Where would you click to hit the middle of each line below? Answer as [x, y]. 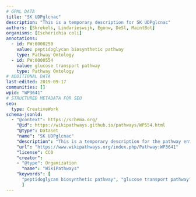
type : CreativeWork [35, 109]
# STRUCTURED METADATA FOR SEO [44, 98]
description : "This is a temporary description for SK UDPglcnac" [88, 22]
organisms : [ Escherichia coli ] [44, 33]
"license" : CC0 [35, 152]
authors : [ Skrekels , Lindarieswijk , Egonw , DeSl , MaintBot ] [81, 28]
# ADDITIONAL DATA [28, 76]
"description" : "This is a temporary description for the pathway [99, 141]
